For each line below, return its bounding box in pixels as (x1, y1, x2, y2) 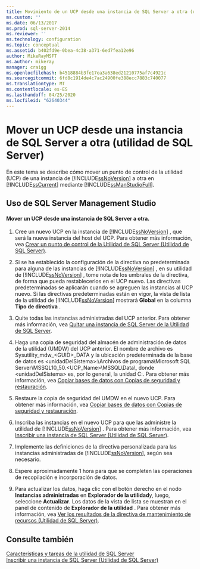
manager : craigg (6, 64, 46, 70)
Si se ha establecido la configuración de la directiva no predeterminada (14, 259, 190, 266)
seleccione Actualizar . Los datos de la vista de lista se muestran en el (14, 498, 187, 505)
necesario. (14, 456, 41, 463)
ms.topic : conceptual (6, 42, 60, 48)
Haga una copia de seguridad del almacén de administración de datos (14, 339, 187, 346)
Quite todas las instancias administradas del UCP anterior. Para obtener (14, 314, 190, 322)
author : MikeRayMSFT (6, 53, 58, 59)
